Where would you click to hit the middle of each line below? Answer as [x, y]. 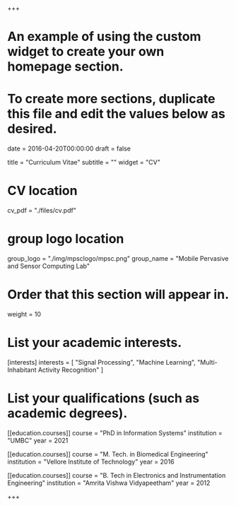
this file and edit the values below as [117, 114]
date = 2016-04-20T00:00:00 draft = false [69, 148]
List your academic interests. [95, 343]
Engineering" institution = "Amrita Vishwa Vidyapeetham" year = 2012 [109, 483]
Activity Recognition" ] [71, 370]
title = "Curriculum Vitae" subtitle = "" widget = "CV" [84, 163]
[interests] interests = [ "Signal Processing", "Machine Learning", [102, 362]
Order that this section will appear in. [118, 295]
